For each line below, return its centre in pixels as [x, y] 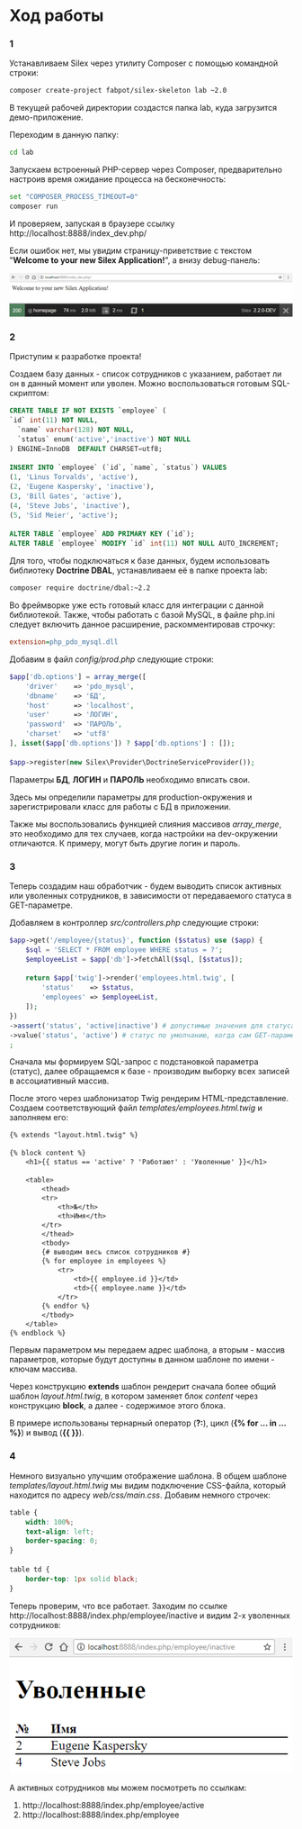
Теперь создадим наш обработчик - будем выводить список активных [146, 886]
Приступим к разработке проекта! [75, 357]
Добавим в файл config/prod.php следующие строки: [111, 659]
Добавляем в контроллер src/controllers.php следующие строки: [134, 922]
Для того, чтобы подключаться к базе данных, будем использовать [139, 561]
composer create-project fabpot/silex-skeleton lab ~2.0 [118, 91]
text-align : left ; [60, 1532]
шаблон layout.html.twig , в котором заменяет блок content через [134, 1396]
